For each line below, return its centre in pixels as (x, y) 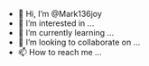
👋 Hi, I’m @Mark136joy (60, 14)
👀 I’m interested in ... (56, 23)
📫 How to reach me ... (60, 52)
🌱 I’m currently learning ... (66, 33)
